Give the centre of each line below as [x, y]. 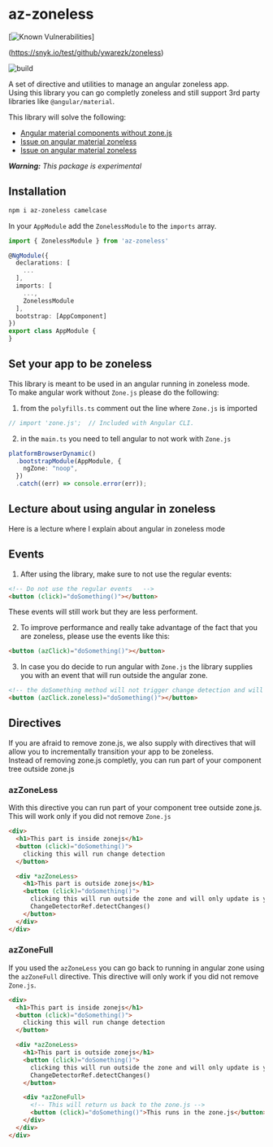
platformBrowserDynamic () [52, 453]
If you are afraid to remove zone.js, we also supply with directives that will [132, 742]
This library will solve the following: [67, 117]
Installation [37, 192]
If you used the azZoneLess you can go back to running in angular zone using [136, 968]
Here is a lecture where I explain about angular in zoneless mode [117, 528]
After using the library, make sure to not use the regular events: [126, 574]
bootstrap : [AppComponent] [61, 316]
